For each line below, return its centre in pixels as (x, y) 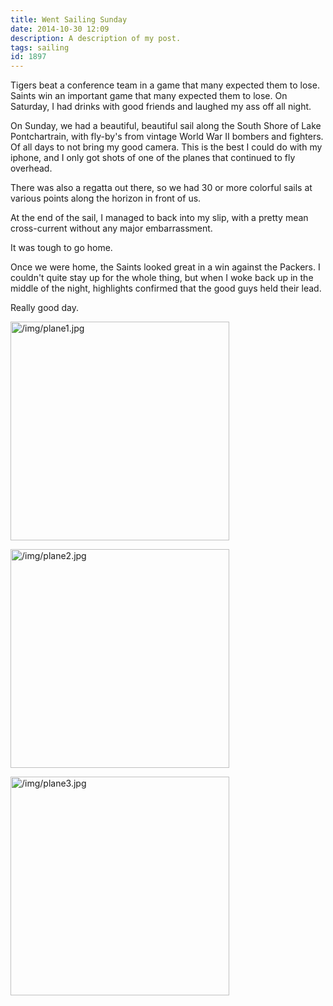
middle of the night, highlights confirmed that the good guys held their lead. (166, 288)
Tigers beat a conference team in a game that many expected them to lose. (165, 85)
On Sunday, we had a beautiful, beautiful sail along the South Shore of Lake (166, 126)
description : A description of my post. (96, 38)
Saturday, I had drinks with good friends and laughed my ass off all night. (161, 107)
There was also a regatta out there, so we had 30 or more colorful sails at (161, 188)
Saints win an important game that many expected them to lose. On (149, 96)
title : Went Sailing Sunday (69, 19)
